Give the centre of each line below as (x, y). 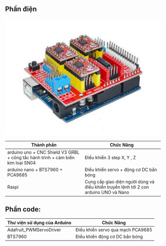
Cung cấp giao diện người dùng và (120, 182)
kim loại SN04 (21, 163)
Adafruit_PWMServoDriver (34, 230)
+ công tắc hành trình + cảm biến (41, 157)
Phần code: (23, 209)
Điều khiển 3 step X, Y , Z (110, 157)
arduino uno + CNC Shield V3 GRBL (43, 152)
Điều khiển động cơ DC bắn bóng (109, 237)
